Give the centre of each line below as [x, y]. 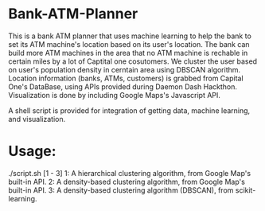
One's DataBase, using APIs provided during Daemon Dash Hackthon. [123, 86]
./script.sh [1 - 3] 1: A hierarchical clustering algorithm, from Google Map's [130, 173]
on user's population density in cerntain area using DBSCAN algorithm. [125, 69]
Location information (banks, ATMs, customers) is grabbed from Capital [126, 78]
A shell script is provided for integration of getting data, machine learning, [129, 110]
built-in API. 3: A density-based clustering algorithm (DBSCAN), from [121, 190]
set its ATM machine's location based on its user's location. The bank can [129, 44]
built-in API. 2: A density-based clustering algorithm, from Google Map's [127, 182]
